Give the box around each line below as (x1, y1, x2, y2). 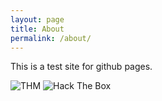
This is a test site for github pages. (10, 61, 153, 73)
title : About (10, 24, 65, 34)
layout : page (10, 14, 65, 25)
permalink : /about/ (10, 33, 92, 43)
